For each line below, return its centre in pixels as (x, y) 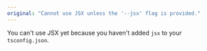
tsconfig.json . (28, 40)
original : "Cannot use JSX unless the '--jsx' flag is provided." (104, 13)
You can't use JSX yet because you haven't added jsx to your (95, 33)
